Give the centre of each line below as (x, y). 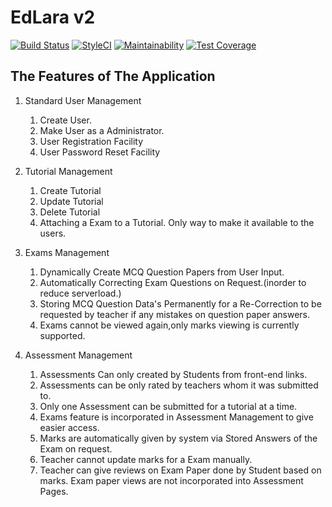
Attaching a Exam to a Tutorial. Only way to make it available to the (177, 222)
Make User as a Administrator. (102, 130)
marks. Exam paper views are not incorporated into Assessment (171, 480)
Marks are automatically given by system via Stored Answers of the (178, 438)
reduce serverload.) (80, 293)
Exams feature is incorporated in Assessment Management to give (176, 417)
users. (53, 233)
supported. (62, 335)
